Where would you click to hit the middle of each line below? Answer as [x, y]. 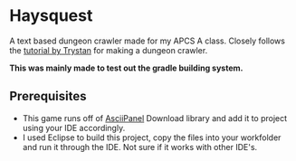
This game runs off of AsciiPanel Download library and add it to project [155, 118]
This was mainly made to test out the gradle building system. [126, 68]
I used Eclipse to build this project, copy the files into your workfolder [152, 137]
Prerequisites [48, 96]
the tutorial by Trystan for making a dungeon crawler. [109, 50]
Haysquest [51, 16]
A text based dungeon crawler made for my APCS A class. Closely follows [147, 41]
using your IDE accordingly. [74, 128]
